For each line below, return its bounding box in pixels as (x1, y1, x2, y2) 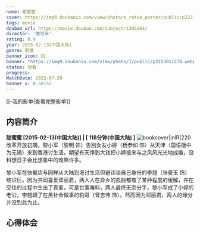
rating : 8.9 (6, 36, 36, 42)
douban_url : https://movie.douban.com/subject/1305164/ (6, 25, 148, 32)
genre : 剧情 (6, 48, 34, 54)
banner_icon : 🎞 (6, 53, 46, 59)
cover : (6, 14, 23, 20)
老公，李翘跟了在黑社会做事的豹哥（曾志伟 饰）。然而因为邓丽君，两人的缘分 (6, 191, 193, 198)
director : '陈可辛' (6, 31, 52, 37)
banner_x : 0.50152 (6, 81, 52, 87)
